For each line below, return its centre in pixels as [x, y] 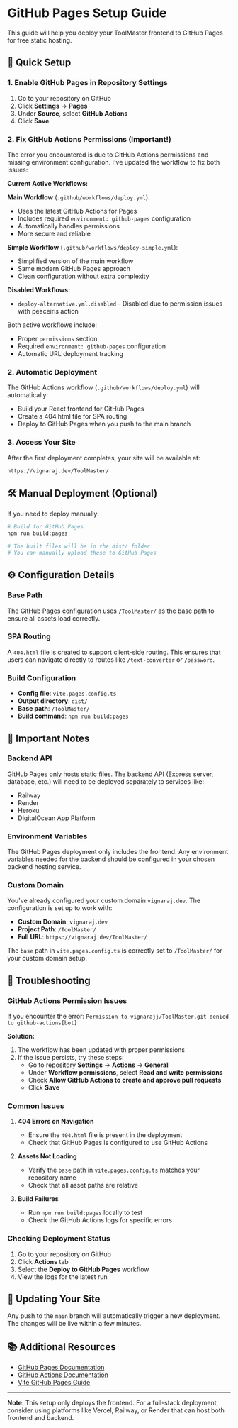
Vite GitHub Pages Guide [54, 1383]
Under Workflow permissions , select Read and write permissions [125, 1073]
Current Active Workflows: [48, 183]
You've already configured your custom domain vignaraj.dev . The [104, 901]
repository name [52, 1178]
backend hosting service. [44, 867]
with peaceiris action [48, 311]
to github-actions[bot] [42, 1023]
